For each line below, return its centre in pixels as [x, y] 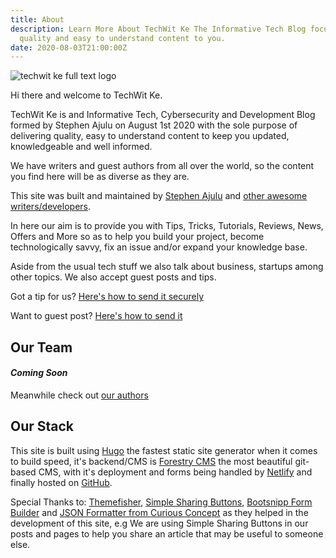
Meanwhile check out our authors [79, 395]
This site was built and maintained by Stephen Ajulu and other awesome [159, 196]
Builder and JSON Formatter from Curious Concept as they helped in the [159, 512]
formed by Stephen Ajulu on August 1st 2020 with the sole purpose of [154, 125]
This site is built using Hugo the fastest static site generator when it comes [164, 450]
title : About [37, 19]
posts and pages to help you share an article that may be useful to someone [167, 533]
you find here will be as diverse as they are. [100, 177]
